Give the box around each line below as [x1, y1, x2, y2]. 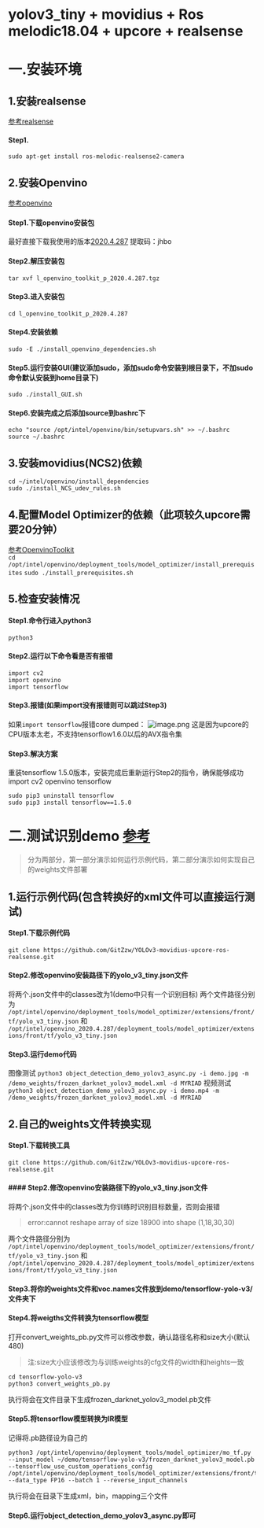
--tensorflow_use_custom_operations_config [8, 1462, 153, 1471]
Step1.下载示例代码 [8, 928, 71, 938]
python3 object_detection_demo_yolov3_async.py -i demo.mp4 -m [8, 1087, 220, 1095]
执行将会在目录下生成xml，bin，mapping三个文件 [8, 1491, 169, 1500]
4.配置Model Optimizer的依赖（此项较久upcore [8, 507, 240, 521]
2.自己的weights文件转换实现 [8, 1117, 152, 1131]
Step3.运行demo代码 [8, 1049, 77, 1059]
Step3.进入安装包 [8, 292, 65, 301]
